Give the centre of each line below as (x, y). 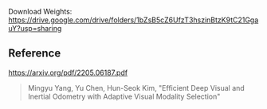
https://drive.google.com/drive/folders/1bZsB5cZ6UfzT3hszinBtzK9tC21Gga (133, 20)
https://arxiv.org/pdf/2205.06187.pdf (68, 72)
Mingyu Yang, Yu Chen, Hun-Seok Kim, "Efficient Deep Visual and (136, 88)
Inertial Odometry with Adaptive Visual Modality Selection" (124, 96)
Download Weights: (40, 12)
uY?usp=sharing (35, 28)
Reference (35, 54)
